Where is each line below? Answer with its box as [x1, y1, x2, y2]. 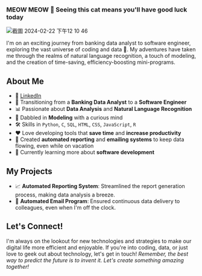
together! [6, 263, 29, 270]
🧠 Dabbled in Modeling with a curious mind [14, 114, 123, 121]
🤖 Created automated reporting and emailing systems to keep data [14, 136, 185, 143]
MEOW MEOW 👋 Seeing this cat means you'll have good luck [6, 5, 188, 14]
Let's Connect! [6, 221, 63, 231]
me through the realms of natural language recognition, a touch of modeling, [6, 52, 196, 60]
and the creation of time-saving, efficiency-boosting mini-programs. [6, 58, 176, 66]
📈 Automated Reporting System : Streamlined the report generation [14, 182, 185, 189]
